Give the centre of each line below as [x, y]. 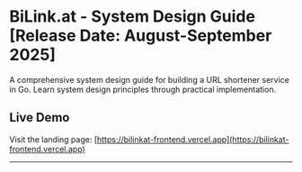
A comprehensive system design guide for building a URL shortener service [150, 79]
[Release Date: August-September [141, 36]
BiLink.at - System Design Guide [133, 17]
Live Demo [40, 118]
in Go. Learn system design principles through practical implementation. [143, 89]
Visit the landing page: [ [53, 139]
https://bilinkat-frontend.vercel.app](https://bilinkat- [193, 139]
